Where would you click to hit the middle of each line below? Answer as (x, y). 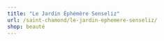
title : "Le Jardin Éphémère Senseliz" (64, 14)
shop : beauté (26, 26)
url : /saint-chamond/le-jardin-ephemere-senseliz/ (82, 20)
